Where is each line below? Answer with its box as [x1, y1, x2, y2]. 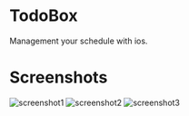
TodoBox [9, 5, 78, 26]
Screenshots [9, 67, 108, 88]
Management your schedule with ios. [9, 35, 148, 46]
